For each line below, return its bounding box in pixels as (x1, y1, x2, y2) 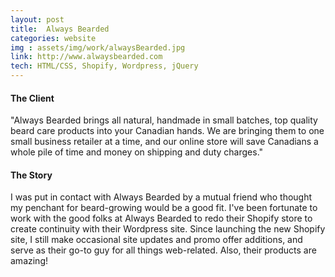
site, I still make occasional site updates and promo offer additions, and (10, 234, 303, 246)
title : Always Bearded (10, 24, 110, 34)
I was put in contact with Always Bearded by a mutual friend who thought (10, 191, 313, 203)
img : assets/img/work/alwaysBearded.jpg (10, 42, 186, 53)
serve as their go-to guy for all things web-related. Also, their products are (10, 244, 317, 256)
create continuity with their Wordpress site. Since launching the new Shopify (10, 223, 326, 235)
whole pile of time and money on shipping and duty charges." (10, 146, 264, 158)
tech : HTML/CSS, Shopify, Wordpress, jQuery (10, 61, 199, 71)
